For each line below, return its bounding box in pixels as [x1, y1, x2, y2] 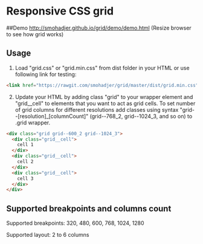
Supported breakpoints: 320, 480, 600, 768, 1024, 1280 [6, 219, 144, 227]
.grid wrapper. [14, 119, 51, 126]
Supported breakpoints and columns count [6, 204, 172, 214]
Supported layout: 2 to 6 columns [6, 231, 89, 239]
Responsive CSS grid [6, 4, 114, 18]
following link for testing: [14, 71, 77, 78]
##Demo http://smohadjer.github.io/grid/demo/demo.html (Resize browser [6, 24, 192, 31]
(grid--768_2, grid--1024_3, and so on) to [89, 112, 193, 120]
